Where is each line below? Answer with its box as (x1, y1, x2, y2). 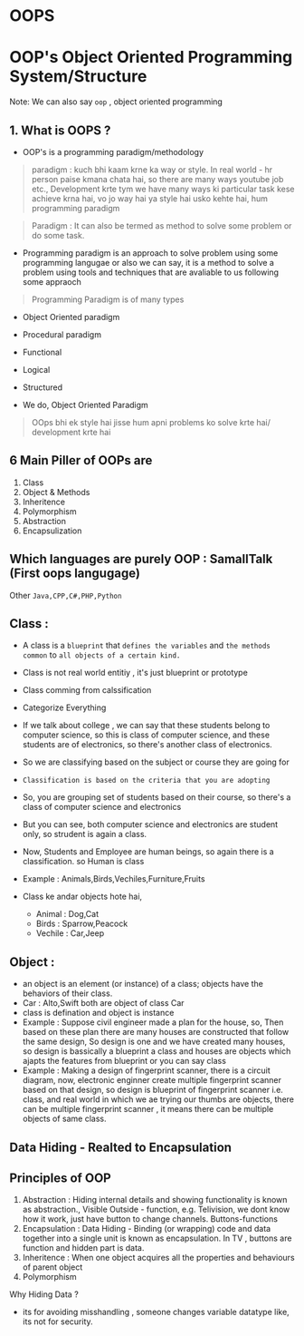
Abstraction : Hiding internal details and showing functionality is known (22, 1195, 288, 1205)
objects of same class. (22, 1113, 107, 1125)
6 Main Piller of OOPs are (9, 453, 153, 468)
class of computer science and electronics (22, 802, 182, 813)
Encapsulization (22, 525, 82, 536)
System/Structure (9, 66, 147, 87)
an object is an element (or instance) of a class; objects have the (22, 979, 264, 990)
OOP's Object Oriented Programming (9, 47, 293, 68)
